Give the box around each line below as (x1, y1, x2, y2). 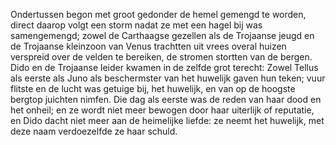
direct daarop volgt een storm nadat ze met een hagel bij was (10, 19, 263, 31)
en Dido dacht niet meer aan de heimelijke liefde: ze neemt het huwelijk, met (10, 115, 325, 126)
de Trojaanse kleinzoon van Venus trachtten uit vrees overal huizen (10, 40, 287, 52)
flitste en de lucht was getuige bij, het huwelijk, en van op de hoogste (10, 83, 296, 94)
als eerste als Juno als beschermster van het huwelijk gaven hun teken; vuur (10, 72, 326, 84)
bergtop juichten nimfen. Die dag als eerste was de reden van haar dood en (10, 94, 322, 105)
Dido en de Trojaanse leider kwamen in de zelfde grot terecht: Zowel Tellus (10, 62, 319, 73)
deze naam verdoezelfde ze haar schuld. (10, 125, 178, 137)
